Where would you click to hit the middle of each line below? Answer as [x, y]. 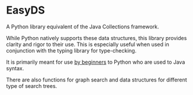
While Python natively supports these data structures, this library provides [96, 38]
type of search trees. [32, 86]
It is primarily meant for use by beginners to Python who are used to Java [96, 62]
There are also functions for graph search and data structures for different [97, 80]
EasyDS [26, 10]
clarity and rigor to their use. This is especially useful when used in [88, 44]
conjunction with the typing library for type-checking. [71, 50]
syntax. [15, 68]
